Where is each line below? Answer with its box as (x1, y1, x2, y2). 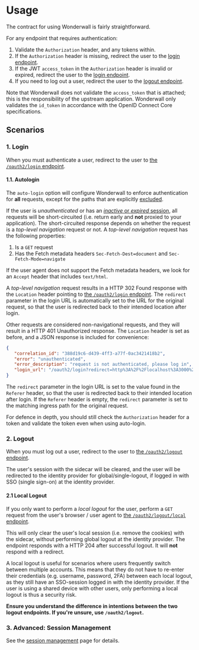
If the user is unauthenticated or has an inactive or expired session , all (6, 207, 178, 214)
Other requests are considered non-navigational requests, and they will (6, 321, 180, 328)
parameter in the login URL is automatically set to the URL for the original (6, 297, 184, 304)
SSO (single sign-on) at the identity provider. (6, 478, 115, 485)
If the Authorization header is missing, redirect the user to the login (14, 52, 181, 59)
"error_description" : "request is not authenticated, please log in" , (14, 362, 192, 368)
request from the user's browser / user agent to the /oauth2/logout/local (6, 511, 186, 519)
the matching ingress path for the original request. (6, 402, 129, 409)
